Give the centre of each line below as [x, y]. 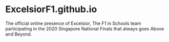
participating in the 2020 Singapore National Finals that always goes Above [85, 28]
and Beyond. [19, 34]
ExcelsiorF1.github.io [51, 9]
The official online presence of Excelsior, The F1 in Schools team [73, 23]
